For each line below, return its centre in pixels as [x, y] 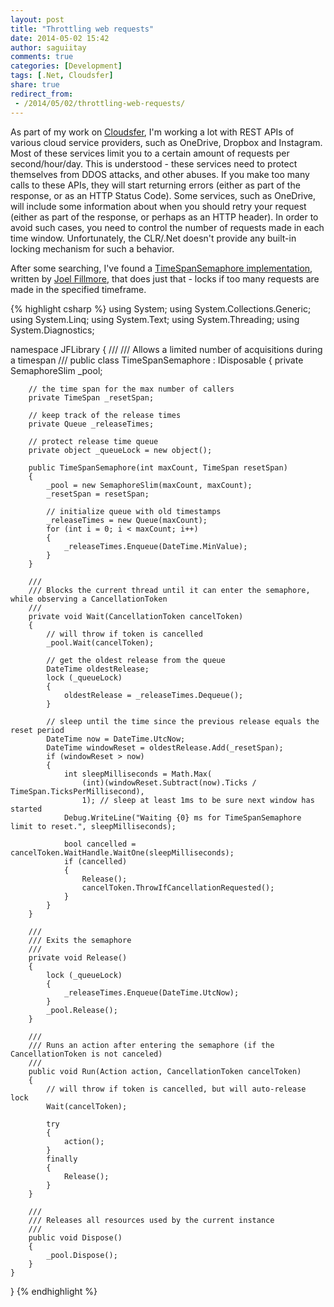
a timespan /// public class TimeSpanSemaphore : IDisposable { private [157, 360]
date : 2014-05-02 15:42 [60, 38]
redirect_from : [42, 94]
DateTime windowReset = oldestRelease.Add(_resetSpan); [165, 747]
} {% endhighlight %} [54, 1291]
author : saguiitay [48, 47]
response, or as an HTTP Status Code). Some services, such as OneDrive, [163, 195]
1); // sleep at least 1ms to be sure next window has [198, 800]
